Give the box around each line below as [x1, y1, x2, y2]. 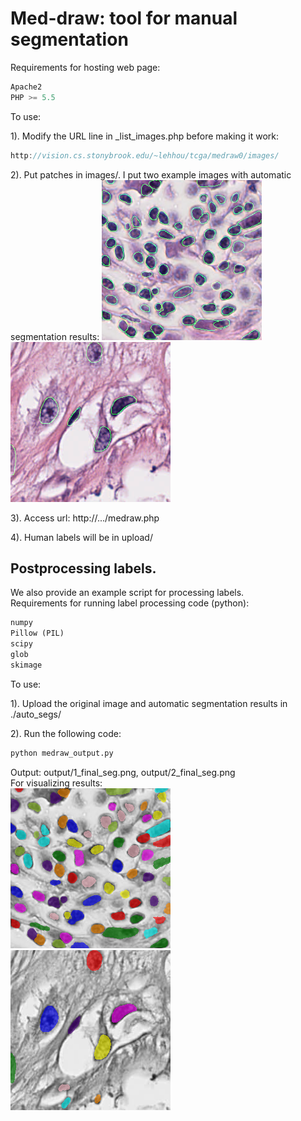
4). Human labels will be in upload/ [10, 531, 153, 543]
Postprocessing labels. [10, 560, 157, 577]
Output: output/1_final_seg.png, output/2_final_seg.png [10, 766, 236, 778]
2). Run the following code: [10, 727, 122, 739]
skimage [10, 660, 43, 670]
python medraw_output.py [10, 748, 114, 758]
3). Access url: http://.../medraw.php [10, 512, 160, 524]
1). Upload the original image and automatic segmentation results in [10, 697, 288, 709]
